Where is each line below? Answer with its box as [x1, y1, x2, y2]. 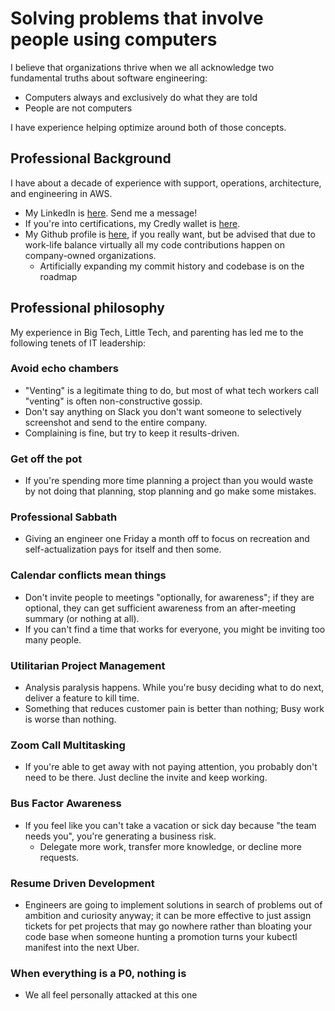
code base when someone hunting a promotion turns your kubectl [24, 930, 298, 942]
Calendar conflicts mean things [10, 568, 167, 582]
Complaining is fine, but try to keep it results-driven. [24, 427, 240, 439]
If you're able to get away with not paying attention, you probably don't [24, 761, 318, 773]
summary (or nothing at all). [24, 612, 140, 624]
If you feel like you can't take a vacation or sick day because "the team [24, 819, 317, 831]
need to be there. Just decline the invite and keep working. [24, 772, 268, 784]
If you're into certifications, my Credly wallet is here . [24, 217, 241, 229]
